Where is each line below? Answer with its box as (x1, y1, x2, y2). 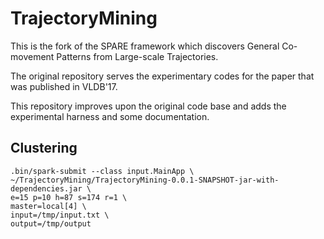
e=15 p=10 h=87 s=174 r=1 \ (10, 192, 128, 202)
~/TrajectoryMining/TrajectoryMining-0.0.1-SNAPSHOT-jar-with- (10, 175, 280, 185)
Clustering (10, 140, 78, 157)
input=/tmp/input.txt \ (10, 210, 110, 220)
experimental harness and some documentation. (10, 110, 210, 122)
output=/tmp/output (10, 218, 92, 229)
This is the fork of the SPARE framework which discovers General (10, 40, 280, 52)
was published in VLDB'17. (10, 80, 118, 92)
